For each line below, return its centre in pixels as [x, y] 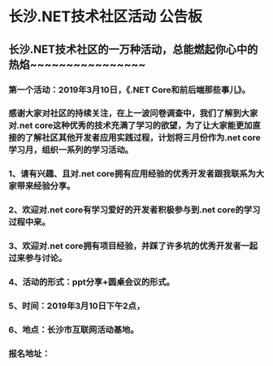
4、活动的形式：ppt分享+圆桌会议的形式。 [91, 282]
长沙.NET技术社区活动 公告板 [106, 17]
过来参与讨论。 [38, 259]
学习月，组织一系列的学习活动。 [71, 150]
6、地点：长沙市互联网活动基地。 [74, 329]
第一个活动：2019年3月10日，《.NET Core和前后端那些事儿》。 [129, 89]
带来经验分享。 [46, 186]
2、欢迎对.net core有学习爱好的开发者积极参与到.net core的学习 [134, 210]
